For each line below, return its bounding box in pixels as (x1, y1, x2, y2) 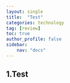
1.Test (6, 69, 28, 79)
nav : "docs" (16, 47, 46, 53)
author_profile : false (6, 36, 62, 42)
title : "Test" (6, 14, 44, 20)
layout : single (6, 8, 44, 15)
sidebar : (6, 42, 28, 48)
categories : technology (6, 20, 65, 25)
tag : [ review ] (6, 25, 41, 31)
